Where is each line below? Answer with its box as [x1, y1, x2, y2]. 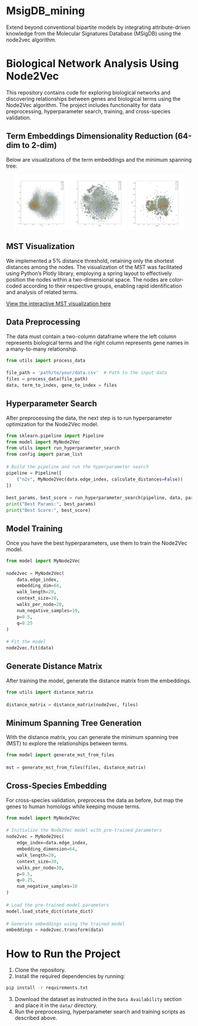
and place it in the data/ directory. [14, 1002, 98, 1009]
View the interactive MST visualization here [6, 300, 111, 307]
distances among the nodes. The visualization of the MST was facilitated [6, 263, 183, 270]
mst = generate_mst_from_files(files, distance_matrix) [6, 764, 146, 770]
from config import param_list [6, 452, 83, 458]
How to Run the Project [6, 947, 121, 960]
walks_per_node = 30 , [16, 865, 65, 871]
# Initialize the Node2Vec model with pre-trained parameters [6, 828, 162, 834]
